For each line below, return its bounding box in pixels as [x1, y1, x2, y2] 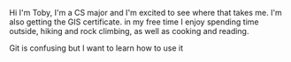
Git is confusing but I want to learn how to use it [9, 43, 184, 53]
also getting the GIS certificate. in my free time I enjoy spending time [9, 17, 259, 27]
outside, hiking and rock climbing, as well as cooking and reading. [9, 26, 249, 36]
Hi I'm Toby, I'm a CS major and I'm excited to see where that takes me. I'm [9, 8, 283, 17]
